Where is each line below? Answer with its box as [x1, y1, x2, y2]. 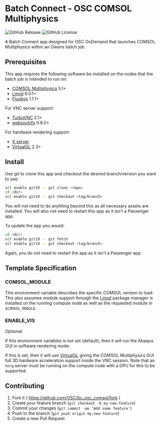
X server [12, 138, 29, 144]
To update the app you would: [5, 223, 65, 229]
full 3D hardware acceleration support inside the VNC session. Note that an [5, 358, 155, 363]
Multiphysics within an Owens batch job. [5, 44, 86, 50]
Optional [5, 328, 22, 334]
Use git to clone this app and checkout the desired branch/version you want [5, 170, 156, 176]
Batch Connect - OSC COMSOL [5, 3, 132, 14]
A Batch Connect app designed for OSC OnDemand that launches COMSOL [5, 38, 156, 44]
